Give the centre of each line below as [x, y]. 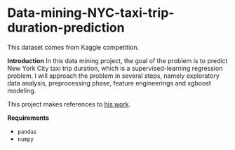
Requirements [28, 118]
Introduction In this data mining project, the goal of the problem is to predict [117, 60]
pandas [27, 132]
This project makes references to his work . [69, 104]
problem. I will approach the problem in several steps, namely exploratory [113, 76]
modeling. [22, 90]
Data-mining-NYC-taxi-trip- [91, 13]
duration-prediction [66, 28]
